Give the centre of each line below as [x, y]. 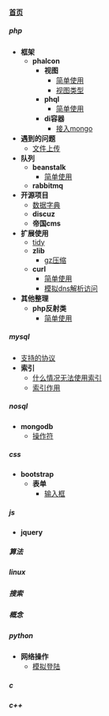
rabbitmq [48, 185]
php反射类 [49, 308]
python [21, 635]
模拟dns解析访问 [71, 288]
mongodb [37, 426]
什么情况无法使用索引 [67, 377]
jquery [31, 532]
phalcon [46, 60]
